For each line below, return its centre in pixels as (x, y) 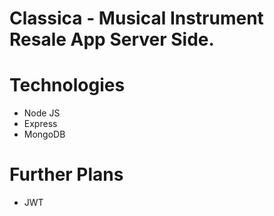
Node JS (42, 113)
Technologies (67, 85)
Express (40, 124)
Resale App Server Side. (112, 39)
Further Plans (66, 174)
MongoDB (44, 134)
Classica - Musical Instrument (136, 18)
